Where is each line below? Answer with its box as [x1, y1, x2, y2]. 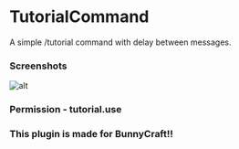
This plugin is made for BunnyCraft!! [9, 128, 173, 141]
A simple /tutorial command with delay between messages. [9, 37, 232, 48]
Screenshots [9, 59, 68, 72]
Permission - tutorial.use [9, 103, 122, 116]
